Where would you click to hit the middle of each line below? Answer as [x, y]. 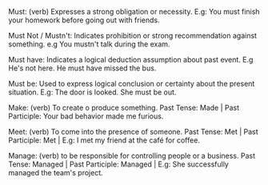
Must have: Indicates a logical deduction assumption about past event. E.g [131, 60]
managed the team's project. [56, 173]
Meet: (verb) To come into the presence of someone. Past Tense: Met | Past [133, 132]
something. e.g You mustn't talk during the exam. [89, 44]
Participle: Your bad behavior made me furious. [86, 116]
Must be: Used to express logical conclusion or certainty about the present [132, 84]
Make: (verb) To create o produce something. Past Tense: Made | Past [124, 108]
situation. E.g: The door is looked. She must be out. [92, 92]
